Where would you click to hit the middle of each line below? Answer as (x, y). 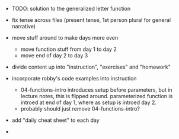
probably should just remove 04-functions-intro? (80, 109)
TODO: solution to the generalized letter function (71, 9)
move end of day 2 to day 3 (54, 55)
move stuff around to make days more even (65, 38)
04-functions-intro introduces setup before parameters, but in (97, 90)
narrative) (24, 26)
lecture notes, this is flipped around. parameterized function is (97, 96)
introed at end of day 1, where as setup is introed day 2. (89, 102)
